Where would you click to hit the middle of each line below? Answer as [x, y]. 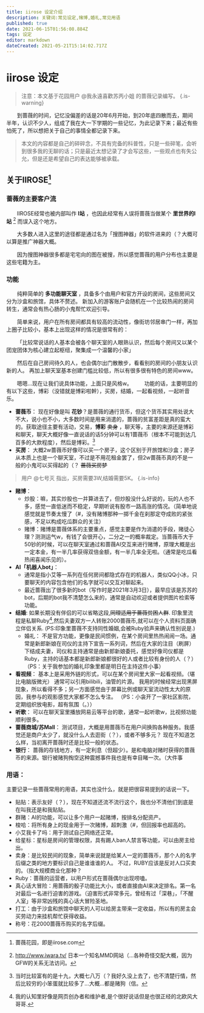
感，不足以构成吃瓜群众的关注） [64, 521]
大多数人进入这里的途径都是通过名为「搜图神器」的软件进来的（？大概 [105, 234]
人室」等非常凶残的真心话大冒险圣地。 [63, 901]
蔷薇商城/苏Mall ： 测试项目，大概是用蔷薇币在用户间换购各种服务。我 [102, 727]
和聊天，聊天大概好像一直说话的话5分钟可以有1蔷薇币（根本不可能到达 [103, 434]
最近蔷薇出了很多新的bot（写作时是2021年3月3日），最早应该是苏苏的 [111, 590]
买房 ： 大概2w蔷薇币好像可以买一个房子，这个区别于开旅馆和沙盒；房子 [105, 450]
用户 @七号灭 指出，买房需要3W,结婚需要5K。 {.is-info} [90, 478]
